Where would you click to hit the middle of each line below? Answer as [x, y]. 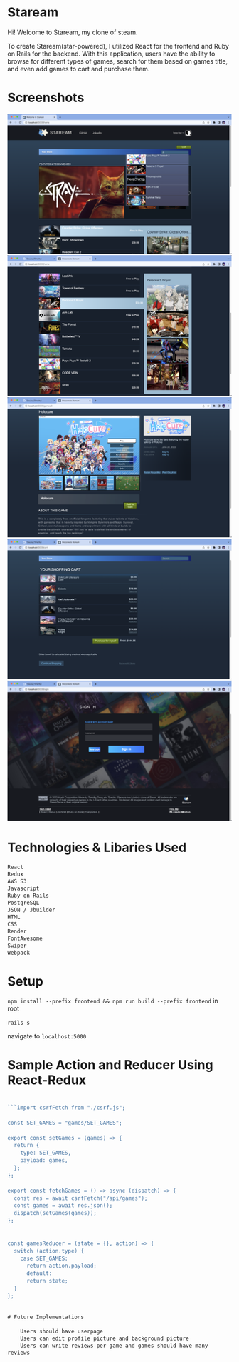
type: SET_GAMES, [46, 1153]
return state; [47, 1281]
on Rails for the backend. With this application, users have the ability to [111, 54]
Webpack [19, 953]
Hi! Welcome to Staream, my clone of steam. [73, 32]
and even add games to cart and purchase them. [79, 69]
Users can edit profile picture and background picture [105, 1338]
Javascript [23, 889]
